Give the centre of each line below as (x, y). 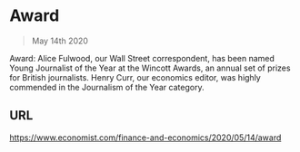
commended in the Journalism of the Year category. (107, 87)
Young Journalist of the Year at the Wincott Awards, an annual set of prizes (150, 68)
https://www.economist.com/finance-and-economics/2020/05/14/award (145, 138)
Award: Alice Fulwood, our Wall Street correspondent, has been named (142, 58)
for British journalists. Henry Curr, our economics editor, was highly (135, 77)
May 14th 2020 (60, 41)
